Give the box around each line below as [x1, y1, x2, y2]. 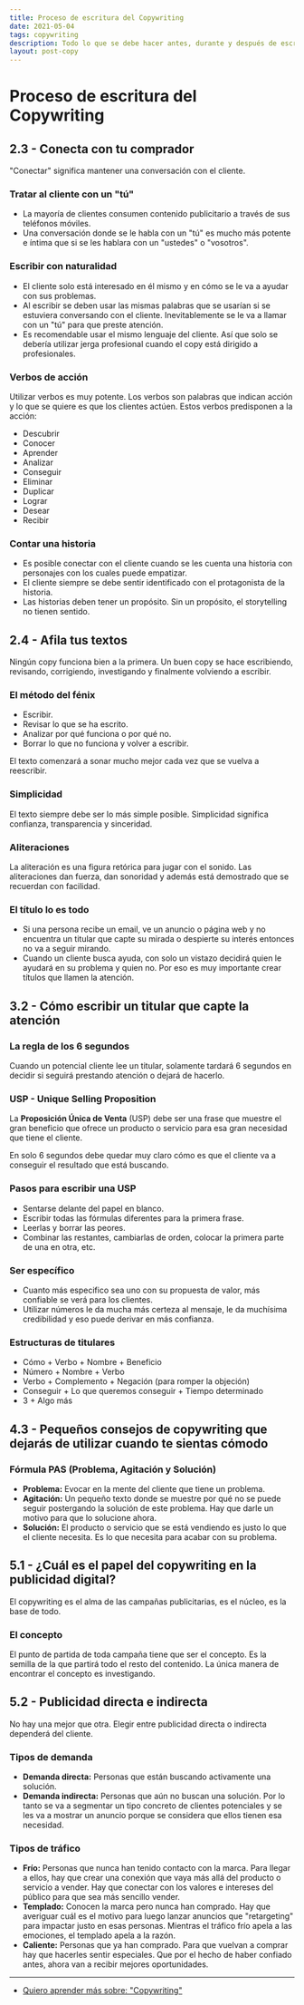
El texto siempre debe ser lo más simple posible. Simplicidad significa [9, 809, 269, 819]
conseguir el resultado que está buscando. [9, 1159, 169, 1170]
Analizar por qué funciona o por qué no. [22, 729, 172, 740]
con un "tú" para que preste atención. [22, 319, 164, 330]
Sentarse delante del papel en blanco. [22, 1203, 165, 1214]
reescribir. [9, 765, 47, 776]
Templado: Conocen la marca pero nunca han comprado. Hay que [22, 1901, 271, 1913]
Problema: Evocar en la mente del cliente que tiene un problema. [22, 1483, 265, 1494]
